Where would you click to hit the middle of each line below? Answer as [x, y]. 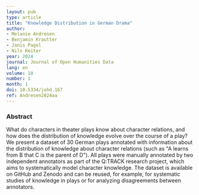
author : [16, 28]
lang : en [17, 67]
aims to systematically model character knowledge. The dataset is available [99, 168]
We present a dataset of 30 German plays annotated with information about [99, 142]
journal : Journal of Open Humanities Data [60, 62]
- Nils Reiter [24, 51]
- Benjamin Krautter [32, 40]
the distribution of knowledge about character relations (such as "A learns [97, 149]
